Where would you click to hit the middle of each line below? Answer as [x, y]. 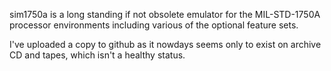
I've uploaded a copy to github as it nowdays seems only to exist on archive [165, 44]
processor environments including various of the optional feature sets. [154, 25]
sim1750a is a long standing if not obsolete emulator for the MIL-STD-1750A [165, 14]
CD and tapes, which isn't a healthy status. [97, 55]
